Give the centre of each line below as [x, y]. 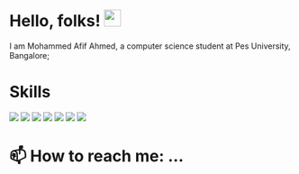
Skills [30, 92]
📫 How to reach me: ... [97, 156]
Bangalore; [29, 55]
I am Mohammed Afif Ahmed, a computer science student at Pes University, [150, 46]
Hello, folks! [55, 21]
